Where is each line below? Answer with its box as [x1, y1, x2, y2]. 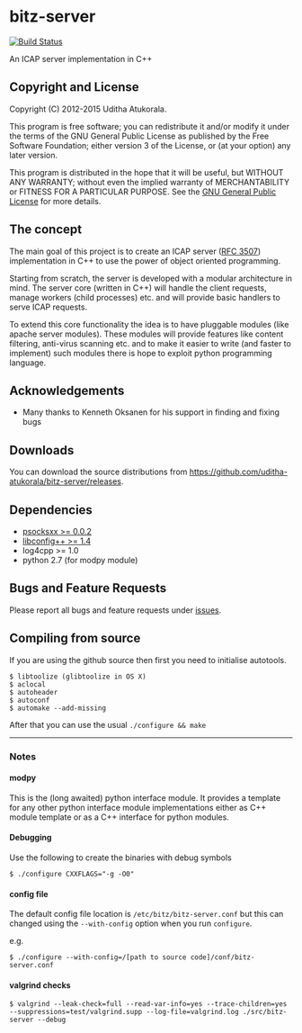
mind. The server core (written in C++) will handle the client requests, [9, 282, 267, 293]
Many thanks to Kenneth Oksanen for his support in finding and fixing [22, 407, 280, 418]
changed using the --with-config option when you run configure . [9, 918, 253, 929]
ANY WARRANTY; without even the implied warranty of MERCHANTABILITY [9, 176, 290, 187]
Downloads [9, 443, 75, 458]
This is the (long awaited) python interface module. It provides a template [9, 792, 281, 803]
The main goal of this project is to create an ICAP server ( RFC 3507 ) [9, 246, 262, 256]
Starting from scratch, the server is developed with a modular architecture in [9, 273, 292, 283]
